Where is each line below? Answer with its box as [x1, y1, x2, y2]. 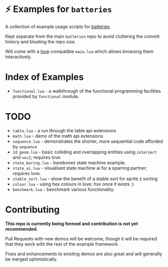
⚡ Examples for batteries [5, 4, 112, 15]
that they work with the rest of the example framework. [5, 241, 119, 247]
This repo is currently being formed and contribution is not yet [5, 220, 138, 226]
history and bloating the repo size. [5, 38, 76, 45]
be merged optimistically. [5, 256, 58, 262]
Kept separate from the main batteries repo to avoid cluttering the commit [5, 33, 160, 39]
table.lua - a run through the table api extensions [12, 127, 117, 133]
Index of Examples [5, 71, 84, 83]
